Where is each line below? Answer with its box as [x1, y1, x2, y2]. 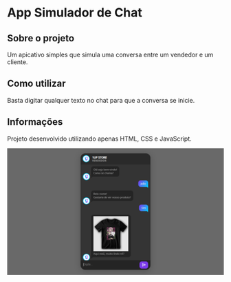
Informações [7, 116, 63, 128]
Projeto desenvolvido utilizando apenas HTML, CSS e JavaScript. [7, 134, 192, 143]
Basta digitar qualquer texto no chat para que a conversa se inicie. [7, 96, 195, 104]
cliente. [7, 58, 28, 66]
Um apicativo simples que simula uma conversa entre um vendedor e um [7, 50, 214, 59]
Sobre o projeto [7, 32, 74, 44]
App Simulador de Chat [7, 5, 143, 21]
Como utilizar [7, 78, 67, 90]
